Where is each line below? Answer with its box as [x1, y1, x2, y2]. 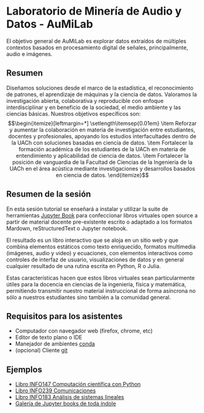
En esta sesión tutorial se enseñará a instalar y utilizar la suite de [6, 205, 169, 213]
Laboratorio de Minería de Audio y [6, 4, 182, 18]
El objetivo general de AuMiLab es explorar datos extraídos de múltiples [6, 37, 187, 44]
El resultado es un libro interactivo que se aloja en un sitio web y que [6, 236, 178, 244]
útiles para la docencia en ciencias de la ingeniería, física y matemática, [6, 280, 186, 288]
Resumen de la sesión [6, 189, 91, 199]
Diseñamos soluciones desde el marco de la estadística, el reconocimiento [6, 84, 194, 91]
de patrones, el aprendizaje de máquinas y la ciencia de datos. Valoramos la [6, 90, 197, 98]
